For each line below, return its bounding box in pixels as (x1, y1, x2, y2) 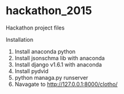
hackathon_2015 (6, 4, 93, 18)
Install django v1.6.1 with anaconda (14, 61, 103, 68)
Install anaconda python (14, 47, 76, 55)
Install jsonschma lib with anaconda (14, 54, 105, 61)
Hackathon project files (6, 24, 65, 31)
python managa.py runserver (14, 74, 88, 81)
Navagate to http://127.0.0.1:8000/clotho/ (14, 80, 118, 88)
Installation (6, 36, 34, 43)
